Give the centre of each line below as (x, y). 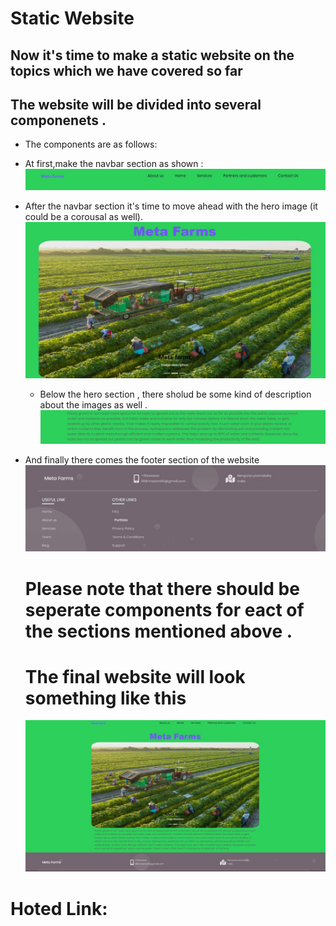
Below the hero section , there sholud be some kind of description (175, 394)
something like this (105, 698)
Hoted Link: (59, 908)
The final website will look (135, 676)
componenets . (58, 120)
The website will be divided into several (136, 104)
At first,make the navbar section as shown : (114, 164)
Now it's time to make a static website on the (152, 55)
